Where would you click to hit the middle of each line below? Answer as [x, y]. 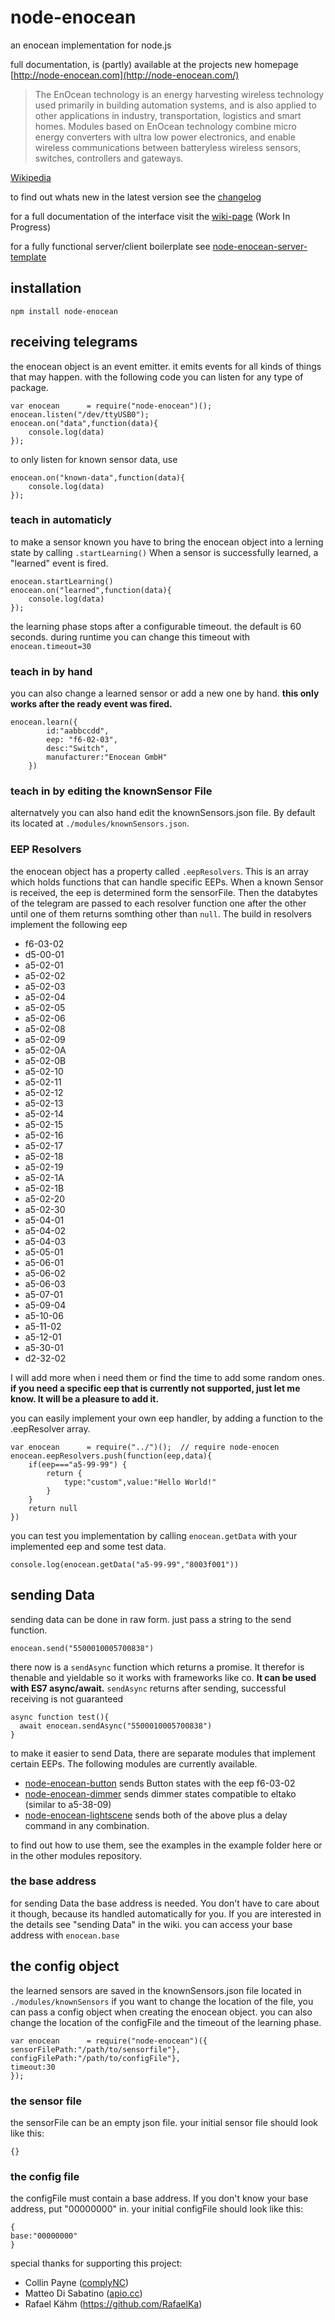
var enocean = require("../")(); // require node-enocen [145, 1447]
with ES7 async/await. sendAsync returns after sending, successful [148, 1688]
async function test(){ [60, 1717]
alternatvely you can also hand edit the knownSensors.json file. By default [163, 813]
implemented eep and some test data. [88, 1546]
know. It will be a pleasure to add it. [85, 1398]
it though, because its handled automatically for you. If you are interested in [166, 1913]
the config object [65, 1966]
